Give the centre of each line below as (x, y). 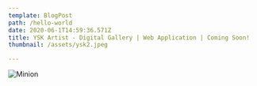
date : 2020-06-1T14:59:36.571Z (60, 30)
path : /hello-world (40, 23)
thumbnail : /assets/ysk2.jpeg (58, 45)
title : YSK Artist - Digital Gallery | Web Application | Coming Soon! (129, 37)
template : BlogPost (40, 15)
